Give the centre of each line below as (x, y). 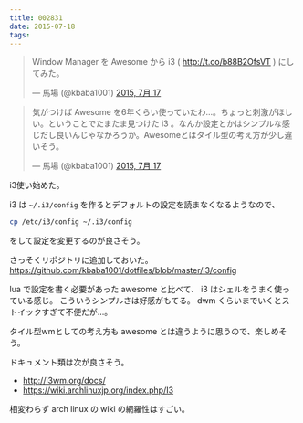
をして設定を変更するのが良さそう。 (77, 241)
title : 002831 (37, 18)
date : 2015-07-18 (42, 26)
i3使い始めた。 (37, 185)
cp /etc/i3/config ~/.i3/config (71, 222)
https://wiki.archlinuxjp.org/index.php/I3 (98, 390)
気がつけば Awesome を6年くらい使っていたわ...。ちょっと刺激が (154, 112)
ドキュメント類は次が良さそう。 (69, 363)
